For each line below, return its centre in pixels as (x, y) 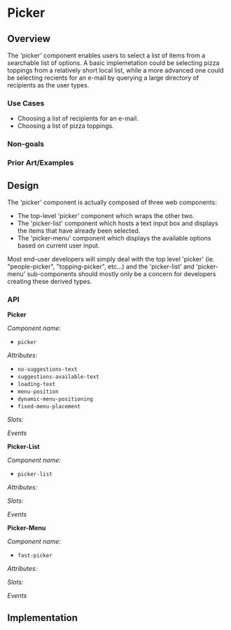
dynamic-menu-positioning (55, 399)
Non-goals (26, 144)
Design (23, 186)
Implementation (43, 618)
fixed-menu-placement (49, 407)
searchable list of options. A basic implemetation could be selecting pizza (113, 63)
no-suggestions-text (47, 370)
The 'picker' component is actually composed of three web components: (112, 202)
